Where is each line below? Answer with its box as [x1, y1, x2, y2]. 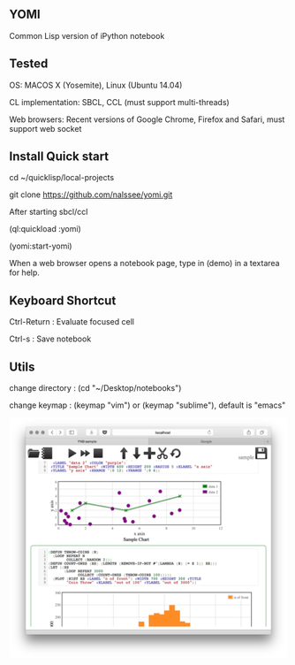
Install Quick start [9, 149, 110, 164]
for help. [9, 267, 40, 278]
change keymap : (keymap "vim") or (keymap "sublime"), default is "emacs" [9, 400, 286, 410]
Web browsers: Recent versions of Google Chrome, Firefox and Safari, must [9, 114, 285, 125]
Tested [9, 57, 49, 72]
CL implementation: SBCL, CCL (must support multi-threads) [9, 96, 230, 107]
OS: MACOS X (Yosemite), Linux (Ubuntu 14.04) [9, 80, 183, 90]
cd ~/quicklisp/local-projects [9, 172, 115, 183]
